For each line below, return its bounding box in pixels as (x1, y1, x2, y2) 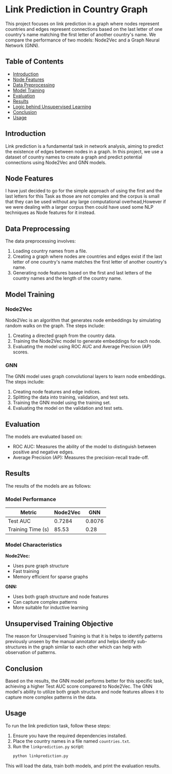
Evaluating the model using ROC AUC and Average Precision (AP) (12, 343, 151, 349)
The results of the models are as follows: (5, 483, 91, 489)
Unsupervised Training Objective (5, 619, 113, 628)
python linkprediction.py (12, 753, 68, 759)
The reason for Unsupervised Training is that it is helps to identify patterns (5, 633, 163, 639)
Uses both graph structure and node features (12, 593, 109, 600)
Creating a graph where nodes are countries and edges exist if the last (12, 253, 162, 260)
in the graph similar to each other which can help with (28, 644, 142, 650)
